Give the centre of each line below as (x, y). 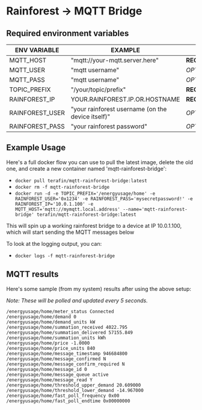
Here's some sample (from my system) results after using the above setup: (99, 289)
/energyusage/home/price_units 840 (51, 348)
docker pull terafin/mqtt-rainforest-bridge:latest (81, 181)
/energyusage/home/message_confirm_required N (66, 364)
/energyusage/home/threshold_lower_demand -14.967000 (75, 390)
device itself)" (90, 117)
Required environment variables (68, 33)
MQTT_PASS (27, 80)
